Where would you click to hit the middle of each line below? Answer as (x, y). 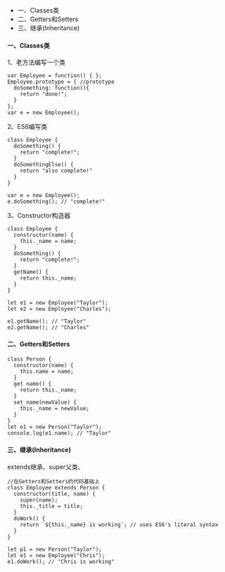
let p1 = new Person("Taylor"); (54, 549)
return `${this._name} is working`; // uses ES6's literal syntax (119, 524)
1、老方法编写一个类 (36, 63)
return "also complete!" (56, 171)
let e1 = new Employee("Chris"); (56, 555)
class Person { (30, 359)
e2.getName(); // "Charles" (49, 328)
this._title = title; (51, 506)
